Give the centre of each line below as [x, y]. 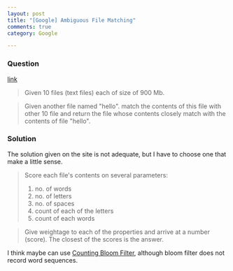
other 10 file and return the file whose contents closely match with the [125, 113]
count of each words [65, 218]
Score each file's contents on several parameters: [96, 175]
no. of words [53, 189]
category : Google [33, 33]
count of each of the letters [74, 211]
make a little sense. [35, 161]
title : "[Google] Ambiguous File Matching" [72, 20]
